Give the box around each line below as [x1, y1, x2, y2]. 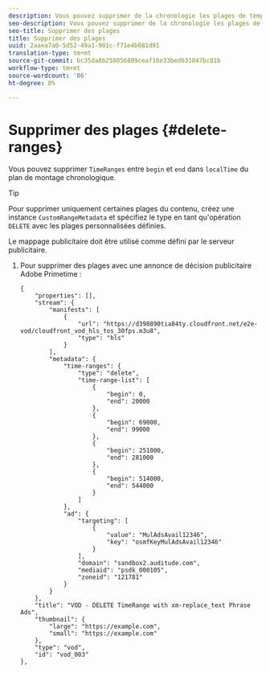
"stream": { [35, 299, 75, 307]
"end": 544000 [106, 482, 154, 490]
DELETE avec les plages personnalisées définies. [8, 221, 166, 231]
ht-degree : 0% [8, 79, 56, 87]
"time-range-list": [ [77, 376, 150, 384]
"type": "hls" [77, 334, 125, 343]
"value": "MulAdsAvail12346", [106, 531, 208, 540]
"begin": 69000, [106, 419, 161, 427]
